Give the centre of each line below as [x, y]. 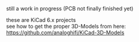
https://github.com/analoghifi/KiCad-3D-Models [65, 33]
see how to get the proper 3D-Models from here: [66, 26]
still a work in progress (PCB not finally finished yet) [70, 9]
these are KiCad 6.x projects [41, 20]
